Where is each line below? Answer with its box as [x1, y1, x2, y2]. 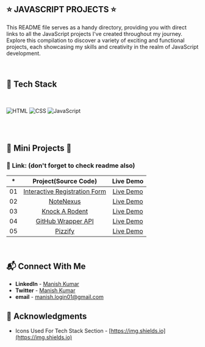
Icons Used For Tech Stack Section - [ [15, 327, 111, 334]
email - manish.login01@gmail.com [15, 293, 104, 301]
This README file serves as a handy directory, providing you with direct [6, 23, 187, 31]
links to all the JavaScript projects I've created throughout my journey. [6, 30, 183, 37]
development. [6, 49, 41, 57]
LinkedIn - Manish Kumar [15, 281, 79, 288]
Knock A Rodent [41, 207, 88, 216]
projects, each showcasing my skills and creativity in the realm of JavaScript [6, 43, 199, 50]
